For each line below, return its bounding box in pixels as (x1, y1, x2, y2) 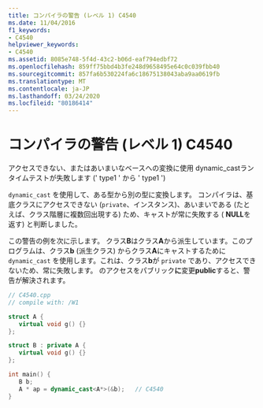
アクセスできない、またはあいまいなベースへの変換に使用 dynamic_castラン (8, 163, 254, 173)
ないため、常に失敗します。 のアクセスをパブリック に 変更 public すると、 (8, 265, 244, 276)
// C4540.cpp (8, 291, 51, 299)
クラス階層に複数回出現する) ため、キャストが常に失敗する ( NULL (28, 210, 244, 219)
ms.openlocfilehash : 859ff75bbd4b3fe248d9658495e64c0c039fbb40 (8, 63, 220, 71)
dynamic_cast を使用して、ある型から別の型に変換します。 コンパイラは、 (8, 190, 246, 199)
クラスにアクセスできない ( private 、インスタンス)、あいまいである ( (14, 200, 237, 210)
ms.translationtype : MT (8, 77, 87, 85)
